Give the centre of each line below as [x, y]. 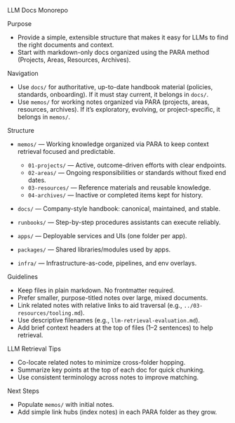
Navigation [23, 73]
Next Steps [23, 391]
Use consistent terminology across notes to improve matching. [108, 377]
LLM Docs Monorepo [38, 10]
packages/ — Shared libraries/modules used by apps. [94, 249]
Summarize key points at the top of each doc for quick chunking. [111, 370]
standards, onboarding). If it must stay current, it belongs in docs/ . [113, 95]
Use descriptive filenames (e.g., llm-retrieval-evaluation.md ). [109, 320]
